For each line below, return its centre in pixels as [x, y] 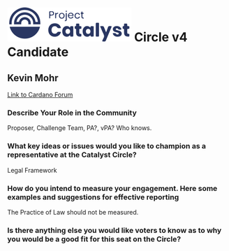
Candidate [38, 52]
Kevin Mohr [33, 78]
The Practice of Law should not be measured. [73, 212]
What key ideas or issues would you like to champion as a [106, 146]
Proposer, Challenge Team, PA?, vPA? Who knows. [80, 128]
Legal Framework [32, 170]
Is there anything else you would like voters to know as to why [114, 230]
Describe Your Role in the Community [72, 113]
